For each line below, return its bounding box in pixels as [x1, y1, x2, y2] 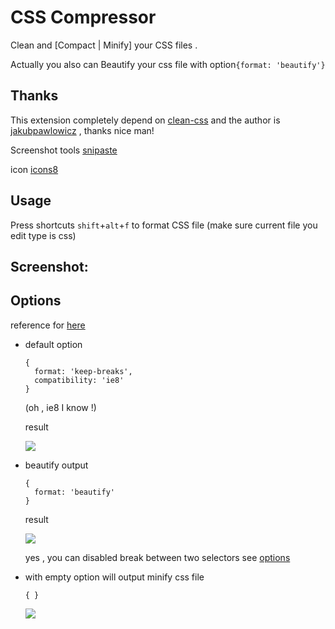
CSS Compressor [10, 6, 157, 29]
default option [24, 338, 83, 350]
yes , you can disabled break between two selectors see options [24, 551, 291, 563]
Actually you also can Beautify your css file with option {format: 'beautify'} [10, 58, 326, 70]
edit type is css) [10, 229, 77, 241]
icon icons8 [10, 163, 59, 175]
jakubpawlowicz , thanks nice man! [10, 124, 155, 136]
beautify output [24, 459, 89, 471]
